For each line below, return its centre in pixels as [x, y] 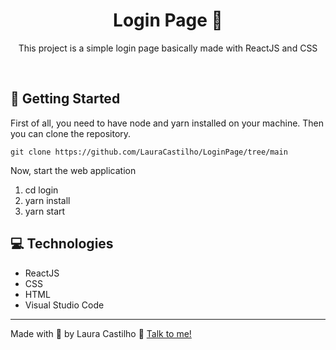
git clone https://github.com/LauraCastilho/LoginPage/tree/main [149, 152]
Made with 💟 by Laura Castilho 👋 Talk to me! [101, 333]
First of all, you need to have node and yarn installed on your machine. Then [167, 123]
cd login [41, 190]
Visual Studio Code [64, 305]
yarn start [45, 211]
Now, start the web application [73, 170]
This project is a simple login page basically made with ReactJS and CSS [168, 48]
